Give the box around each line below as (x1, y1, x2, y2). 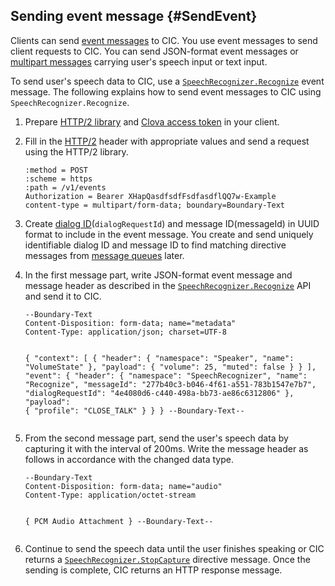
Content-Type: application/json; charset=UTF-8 (24, 327, 227, 337)
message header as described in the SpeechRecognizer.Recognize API (24, 279, 312, 291)
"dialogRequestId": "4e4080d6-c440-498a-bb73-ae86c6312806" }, (24, 388, 295, 398)
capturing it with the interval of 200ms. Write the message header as (24, 442, 309, 454)
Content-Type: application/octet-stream (24, 490, 196, 500)
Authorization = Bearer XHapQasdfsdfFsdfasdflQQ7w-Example (24, 191, 277, 201)
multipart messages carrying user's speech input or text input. (10, 55, 268, 68)
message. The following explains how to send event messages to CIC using (10, 85, 322, 98)
